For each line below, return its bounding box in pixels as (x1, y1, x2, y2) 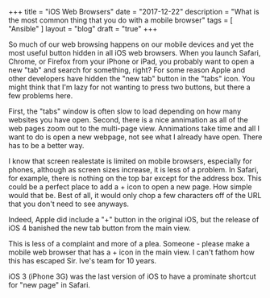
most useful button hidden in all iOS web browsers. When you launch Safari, (8, 48, 261, 57)
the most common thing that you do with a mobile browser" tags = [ (8, 15, 234, 25)
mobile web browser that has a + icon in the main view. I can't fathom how (8, 247, 255, 257)
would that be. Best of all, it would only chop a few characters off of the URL (8, 191, 262, 200)
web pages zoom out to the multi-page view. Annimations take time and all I (8, 124, 260, 133)
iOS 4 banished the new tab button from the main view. (8, 223, 191, 233)
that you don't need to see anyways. (8, 199, 130, 209)
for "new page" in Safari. (8, 280, 91, 289)
